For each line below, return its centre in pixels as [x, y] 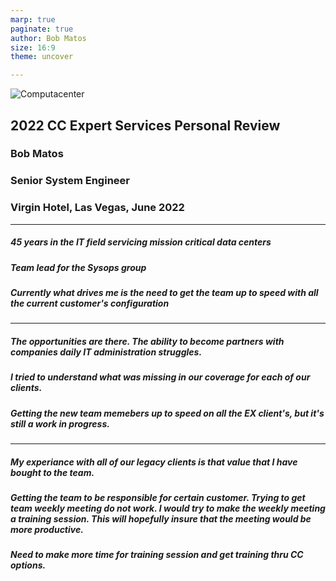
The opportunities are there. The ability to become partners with [147, 341]
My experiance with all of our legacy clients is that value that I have [154, 462]
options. [28, 565]
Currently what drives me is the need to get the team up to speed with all [164, 292]
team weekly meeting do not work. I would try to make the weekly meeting [168, 508]
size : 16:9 [33, 47]
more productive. [47, 530]
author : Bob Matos [48, 38]
